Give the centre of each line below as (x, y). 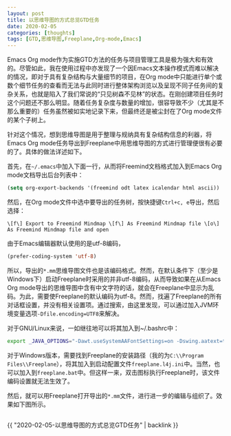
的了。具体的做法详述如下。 (46, 152)
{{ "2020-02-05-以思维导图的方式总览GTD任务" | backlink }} (93, 425)
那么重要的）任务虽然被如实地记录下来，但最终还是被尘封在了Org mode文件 (114, 112)
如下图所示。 (31, 404)
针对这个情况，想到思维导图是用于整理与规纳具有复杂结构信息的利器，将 (109, 134)
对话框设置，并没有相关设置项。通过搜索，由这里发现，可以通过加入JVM (110, 304)
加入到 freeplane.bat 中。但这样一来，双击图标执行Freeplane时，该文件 (119, 372)
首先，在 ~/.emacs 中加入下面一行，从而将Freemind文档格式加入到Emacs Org (114, 167)
